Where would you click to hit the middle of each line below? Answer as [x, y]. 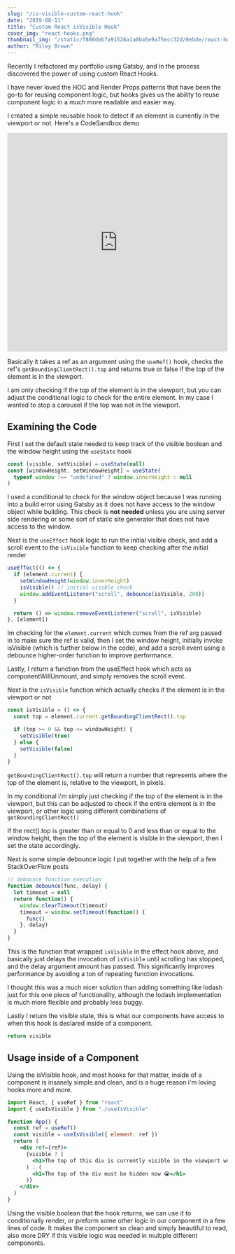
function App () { [33, 1122]
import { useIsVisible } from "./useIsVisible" [78, 1109]
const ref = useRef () [45, 1128]
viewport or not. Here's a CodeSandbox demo [73, 123]
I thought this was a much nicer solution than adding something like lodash [115, 987]
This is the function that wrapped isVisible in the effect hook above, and [113, 952]
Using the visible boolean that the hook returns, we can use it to [99, 1213]
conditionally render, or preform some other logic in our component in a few [116, 1220]
